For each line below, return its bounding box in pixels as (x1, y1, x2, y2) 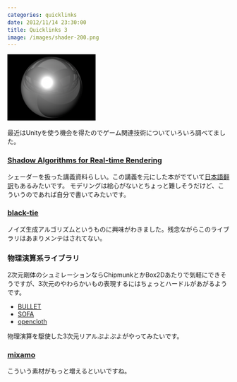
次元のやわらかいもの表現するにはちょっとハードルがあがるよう (42, 280, 228, 288)
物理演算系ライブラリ (7, 253, 80, 263)
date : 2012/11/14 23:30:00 (7, 18, 87, 26)
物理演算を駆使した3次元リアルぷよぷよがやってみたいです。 (7, 332, 183, 340)
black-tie (7, 208, 39, 218)
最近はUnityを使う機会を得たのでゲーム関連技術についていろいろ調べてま (7, 129, 220, 137)
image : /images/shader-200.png (7, 34, 99, 41)
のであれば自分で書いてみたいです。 (25, 190, 130, 198)
